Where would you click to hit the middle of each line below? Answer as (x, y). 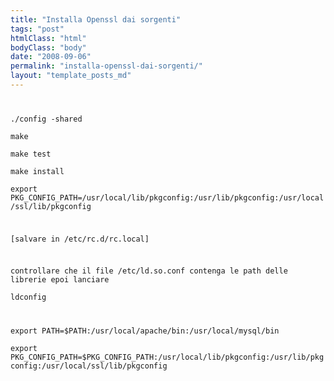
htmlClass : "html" (48, 38)
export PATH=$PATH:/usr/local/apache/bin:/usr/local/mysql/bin (145, 331)
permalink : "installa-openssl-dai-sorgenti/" (106, 66)
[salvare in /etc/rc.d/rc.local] (80, 239)
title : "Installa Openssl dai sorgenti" (96, 19)
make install (37, 171)
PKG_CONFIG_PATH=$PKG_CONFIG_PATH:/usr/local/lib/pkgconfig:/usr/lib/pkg (167, 357)
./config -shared (46, 119)
